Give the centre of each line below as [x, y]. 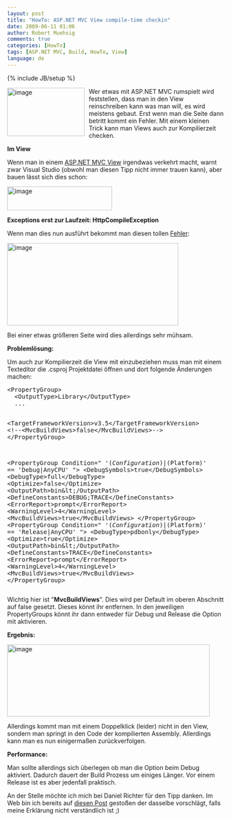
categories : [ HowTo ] [37, 46]
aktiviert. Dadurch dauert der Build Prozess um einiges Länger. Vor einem [111, 775]
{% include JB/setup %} [41, 78]
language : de [26, 59]
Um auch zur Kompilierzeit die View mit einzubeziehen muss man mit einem [114, 362]
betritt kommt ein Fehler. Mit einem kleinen [149, 121]
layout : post [26, 13]
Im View [19, 148]
